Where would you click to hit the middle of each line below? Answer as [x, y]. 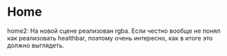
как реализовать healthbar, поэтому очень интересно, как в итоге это [110, 38]
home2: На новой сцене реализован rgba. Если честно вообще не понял [114, 31]
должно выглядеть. [36, 45]
